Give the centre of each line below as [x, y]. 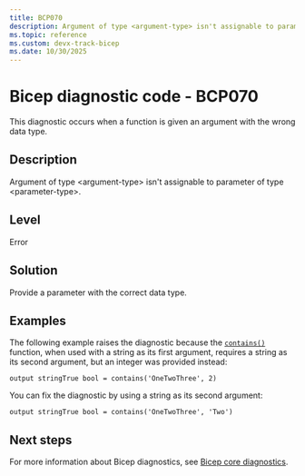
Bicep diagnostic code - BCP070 [134, 97]
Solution [34, 270]
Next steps [41, 440]
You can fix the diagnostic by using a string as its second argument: [136, 395]
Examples [38, 320]
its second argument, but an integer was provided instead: [118, 362]
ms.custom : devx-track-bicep [64, 43]
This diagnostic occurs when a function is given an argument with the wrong [152, 122]
